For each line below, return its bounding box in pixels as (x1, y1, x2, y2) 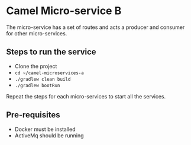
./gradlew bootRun (14, 83, 60, 88)
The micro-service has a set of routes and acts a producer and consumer (6, 24, 185, 31)
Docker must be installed (14, 126, 76, 133)
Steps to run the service (6, 47, 96, 57)
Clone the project (14, 62, 57, 70)
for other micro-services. (6, 29, 67, 37)
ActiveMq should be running (14, 131, 84, 139)
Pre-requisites (6, 110, 60, 120)
